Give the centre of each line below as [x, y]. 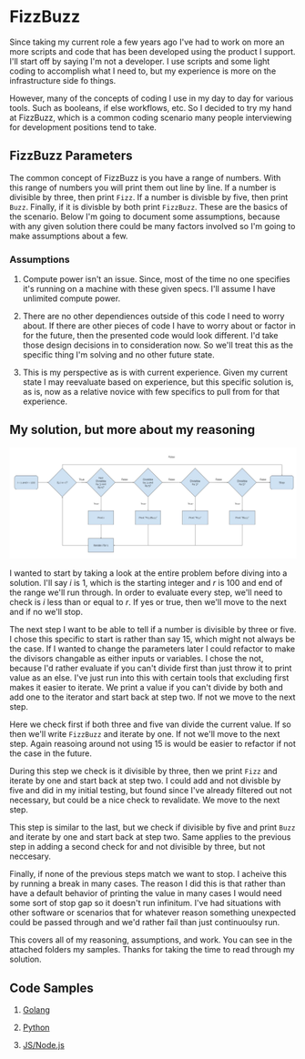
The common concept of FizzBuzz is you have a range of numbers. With [145, 177]
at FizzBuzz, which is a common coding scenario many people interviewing [151, 117]
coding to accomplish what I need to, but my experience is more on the [143, 71]
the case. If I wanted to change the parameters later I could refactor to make [152, 649]
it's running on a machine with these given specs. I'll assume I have [149, 289]
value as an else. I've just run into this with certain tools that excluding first [149, 678]
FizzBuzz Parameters [71, 156]
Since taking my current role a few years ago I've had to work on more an [147, 42]
